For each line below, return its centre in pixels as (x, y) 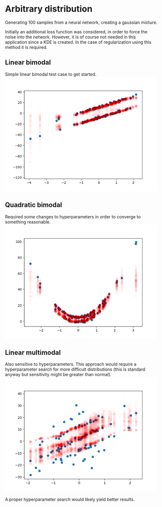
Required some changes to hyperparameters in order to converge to (73, 216)
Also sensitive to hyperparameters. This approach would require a (71, 364)
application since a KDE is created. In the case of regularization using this (78, 42)
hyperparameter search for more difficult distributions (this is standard (75, 369)
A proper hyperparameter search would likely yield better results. (70, 499)
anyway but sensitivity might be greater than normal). (58, 375)
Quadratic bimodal (34, 205)
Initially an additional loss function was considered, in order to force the (76, 32)
